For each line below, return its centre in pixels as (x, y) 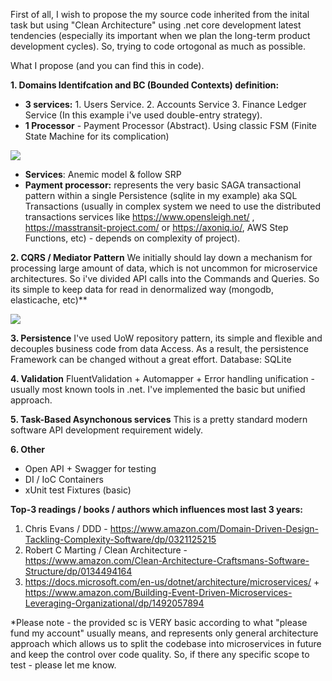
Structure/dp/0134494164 (78, 571)
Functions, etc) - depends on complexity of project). (132, 238)
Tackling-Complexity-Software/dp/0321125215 (120, 539)
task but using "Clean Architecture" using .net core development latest (156, 25)
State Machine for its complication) (97, 136)
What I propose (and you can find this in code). (107, 65)
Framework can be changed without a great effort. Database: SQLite (151, 359)
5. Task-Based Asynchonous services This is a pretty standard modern (159, 419)
